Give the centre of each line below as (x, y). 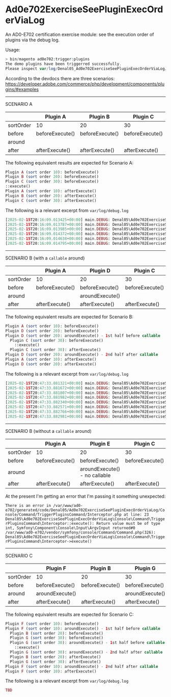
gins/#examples (22, 89)
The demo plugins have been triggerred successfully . (64, 64)
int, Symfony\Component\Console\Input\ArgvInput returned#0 (70, 528)
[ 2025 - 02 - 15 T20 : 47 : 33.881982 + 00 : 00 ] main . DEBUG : (58, 398)
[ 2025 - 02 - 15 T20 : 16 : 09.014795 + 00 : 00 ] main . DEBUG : (58, 244)
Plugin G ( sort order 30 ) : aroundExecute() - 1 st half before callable (88, 643)
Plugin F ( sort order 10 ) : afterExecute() (51, 671)
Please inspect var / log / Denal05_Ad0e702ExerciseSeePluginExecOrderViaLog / (86, 68)
